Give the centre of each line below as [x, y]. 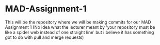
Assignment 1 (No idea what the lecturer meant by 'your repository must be [80, 27]
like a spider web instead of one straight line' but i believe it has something [80, 32]
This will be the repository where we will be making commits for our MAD [78, 22]
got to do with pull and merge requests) [44, 37]
